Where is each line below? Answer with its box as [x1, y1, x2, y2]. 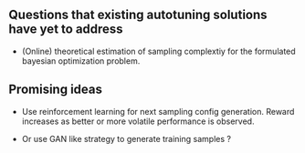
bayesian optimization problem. [21, 55, 141, 66]
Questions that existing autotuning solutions [8, 7, 268, 23]
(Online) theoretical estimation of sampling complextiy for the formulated [21, 46, 296, 56]
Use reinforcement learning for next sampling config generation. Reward [21, 106, 295, 117]
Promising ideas [8, 82, 102, 97]
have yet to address [8, 22, 124, 37]
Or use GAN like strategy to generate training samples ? [21, 133, 232, 144]
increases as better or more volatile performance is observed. [21, 116, 255, 127]
